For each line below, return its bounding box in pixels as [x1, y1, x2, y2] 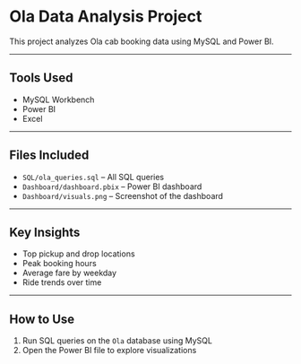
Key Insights [9, 224, 81, 239]
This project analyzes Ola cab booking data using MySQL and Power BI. [9, 36, 275, 47]
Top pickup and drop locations [21, 248, 136, 259]
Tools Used [9, 70, 73, 86]
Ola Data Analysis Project [9, 6, 202, 27]
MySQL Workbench [21, 94, 95, 105]
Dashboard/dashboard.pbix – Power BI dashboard [21, 181, 202, 192]
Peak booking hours [21, 258, 97, 269]
